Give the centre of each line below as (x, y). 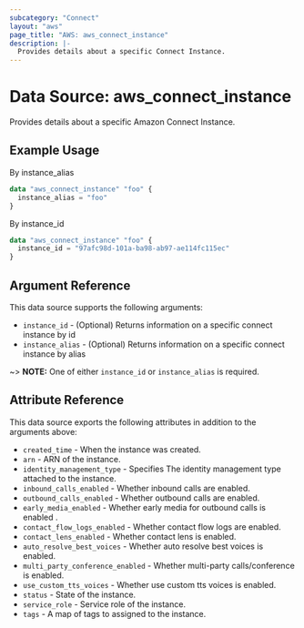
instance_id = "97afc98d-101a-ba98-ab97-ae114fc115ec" (124, 248)
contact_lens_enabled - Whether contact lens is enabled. (129, 536)
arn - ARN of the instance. (71, 459)
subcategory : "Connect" (55, 18)
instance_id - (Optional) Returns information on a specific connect (147, 325)
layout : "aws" (36, 26)
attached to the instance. (69, 478)
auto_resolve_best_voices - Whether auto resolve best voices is (143, 546)
